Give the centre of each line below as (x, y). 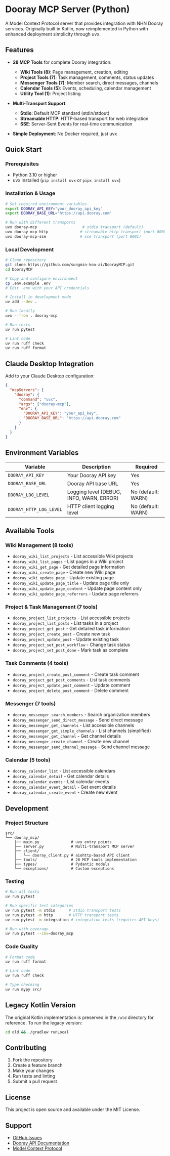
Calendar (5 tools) (28, 760)
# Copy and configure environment (42, 279)
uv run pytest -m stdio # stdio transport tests (63, 910)
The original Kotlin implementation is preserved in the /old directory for (80, 1017)
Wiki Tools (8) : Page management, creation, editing (74, 72)
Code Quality (22, 947)
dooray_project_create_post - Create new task (61, 634)
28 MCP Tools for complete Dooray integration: (62, 62)
